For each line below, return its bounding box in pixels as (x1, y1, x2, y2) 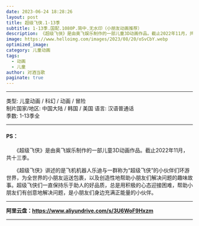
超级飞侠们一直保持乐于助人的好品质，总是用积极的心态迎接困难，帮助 (16, 182, 188, 189)
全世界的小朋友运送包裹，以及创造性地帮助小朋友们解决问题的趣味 (26, 174, 188, 182)
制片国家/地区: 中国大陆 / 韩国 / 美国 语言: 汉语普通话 (6, 105, 134, 112)
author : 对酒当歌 (6, 69, 46, 75)
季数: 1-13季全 (6, 112, 40, 119)
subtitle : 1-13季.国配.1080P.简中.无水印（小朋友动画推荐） (6, 25, 142, 31)
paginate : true (6, 75, 44, 81)
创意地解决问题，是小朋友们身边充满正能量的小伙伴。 (26, 189, 157, 196)
